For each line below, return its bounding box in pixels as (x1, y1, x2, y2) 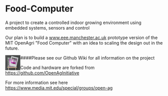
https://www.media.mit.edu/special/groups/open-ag (5, 84, 113, 90)
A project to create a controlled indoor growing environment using (5, 19, 142, 25)
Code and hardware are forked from (20, 64, 95, 70)
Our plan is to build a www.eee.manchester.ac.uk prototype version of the (5, 34, 158, 40)
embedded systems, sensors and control (5, 24, 90, 30)
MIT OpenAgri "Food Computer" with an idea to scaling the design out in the (5, 39, 163, 45)
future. (5, 45, 19, 51)
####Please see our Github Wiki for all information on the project (20, 54, 155, 60)
